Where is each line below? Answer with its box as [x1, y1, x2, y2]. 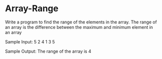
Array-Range [5, 3, 59, 14]
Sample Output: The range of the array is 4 [5, 48, 91, 54]
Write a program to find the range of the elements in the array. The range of [5, 19, 157, 25]
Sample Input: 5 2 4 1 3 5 [5, 39, 55, 44]
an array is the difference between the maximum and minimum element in [5, 24, 153, 30]
